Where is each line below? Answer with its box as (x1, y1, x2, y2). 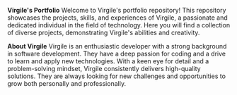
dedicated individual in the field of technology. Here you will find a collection (7, 21, 231, 29)
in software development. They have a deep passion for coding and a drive (7, 49, 226, 58)
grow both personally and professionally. (7, 80, 126, 87)
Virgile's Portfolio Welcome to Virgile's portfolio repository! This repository (7, 6, 226, 14)
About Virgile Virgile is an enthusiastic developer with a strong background (7, 42, 227, 50)
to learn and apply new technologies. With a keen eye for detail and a (7, 57, 209, 65)
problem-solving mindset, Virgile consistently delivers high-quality (7, 65, 201, 72)
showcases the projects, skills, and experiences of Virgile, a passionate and (7, 13, 228, 22)
